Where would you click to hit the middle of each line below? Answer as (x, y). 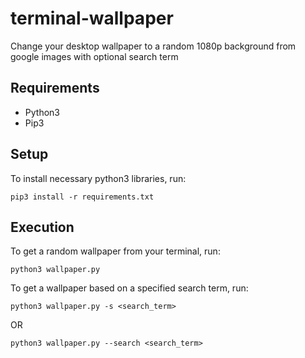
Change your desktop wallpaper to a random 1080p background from (153, 46)
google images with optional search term (94, 56)
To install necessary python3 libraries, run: (98, 178)
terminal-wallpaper (92, 18)
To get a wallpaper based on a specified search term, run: (129, 288)
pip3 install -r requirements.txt (82, 197)
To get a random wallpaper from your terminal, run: (115, 251)
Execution (42, 227)
